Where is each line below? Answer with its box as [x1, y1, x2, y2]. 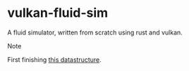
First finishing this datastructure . [7, 55, 102, 64]
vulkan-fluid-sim [7, 5, 109, 21]
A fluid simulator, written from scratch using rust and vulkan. [7, 28, 183, 37]
